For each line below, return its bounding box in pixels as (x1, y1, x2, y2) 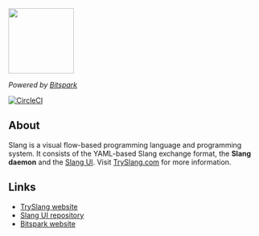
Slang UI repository (19, 210, 84, 220)
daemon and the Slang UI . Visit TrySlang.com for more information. (8, 157, 232, 167)
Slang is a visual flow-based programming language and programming (8, 140, 242, 149)
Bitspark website (19, 218, 76, 228)
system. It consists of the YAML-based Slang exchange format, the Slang (8, 149, 252, 158)
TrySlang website (19, 201, 78, 211)
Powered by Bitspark (8, 80, 78, 89)
